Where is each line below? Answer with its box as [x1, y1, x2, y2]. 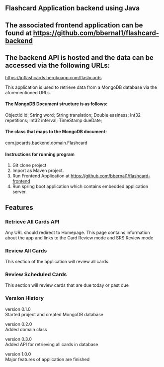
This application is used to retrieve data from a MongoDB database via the [5, 84, 158, 90]
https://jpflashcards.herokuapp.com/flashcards [5, 74, 102, 80]
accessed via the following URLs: [5, 61, 110, 70]
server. [12, 189, 27, 195]
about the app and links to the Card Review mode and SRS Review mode [5, 234, 154, 241]
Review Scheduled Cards [5, 271, 67, 278]
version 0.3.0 [5, 336, 32, 342]
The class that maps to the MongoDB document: [5, 129, 107, 135]
